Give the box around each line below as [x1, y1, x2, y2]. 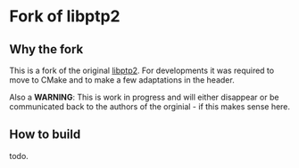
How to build [9, 127, 81, 142]
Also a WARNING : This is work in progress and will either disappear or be [9, 92, 279, 102]
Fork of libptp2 [9, 6, 120, 27]
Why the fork [9, 42, 84, 57]
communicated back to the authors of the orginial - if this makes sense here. [9, 101, 291, 112]
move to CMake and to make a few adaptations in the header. [9, 75, 235, 85]
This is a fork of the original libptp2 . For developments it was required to [9, 65, 275, 76]
